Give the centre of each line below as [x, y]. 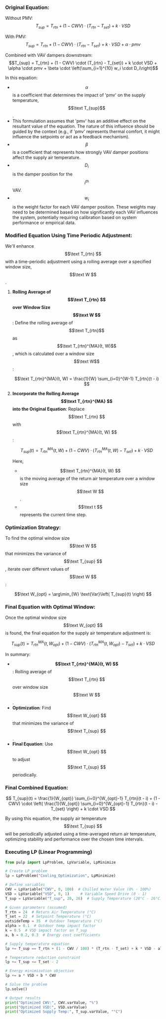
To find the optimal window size [38, 538]
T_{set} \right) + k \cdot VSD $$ [83, 809]
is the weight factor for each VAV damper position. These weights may [84, 207]
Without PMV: [19, 18]
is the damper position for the [42, 174]
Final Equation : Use [33, 744]
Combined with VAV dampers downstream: [49, 55]
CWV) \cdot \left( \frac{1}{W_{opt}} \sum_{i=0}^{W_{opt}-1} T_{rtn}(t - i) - [83, 804]
